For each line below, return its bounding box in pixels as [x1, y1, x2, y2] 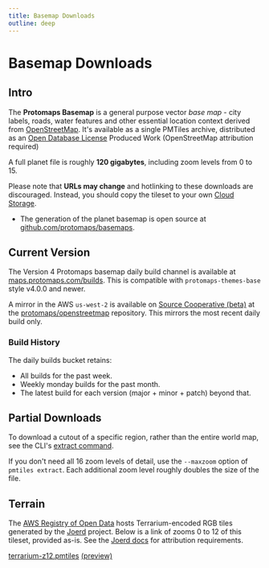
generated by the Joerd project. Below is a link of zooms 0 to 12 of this [8, 527, 243, 537]
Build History [8, 337, 60, 348]
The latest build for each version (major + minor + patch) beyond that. [19, 388, 251, 397]
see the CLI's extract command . [8, 441, 114, 451]
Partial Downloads [8, 411, 102, 425]
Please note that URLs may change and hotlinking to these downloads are [8, 181, 254, 191]
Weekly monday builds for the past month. [19, 379, 161, 389]
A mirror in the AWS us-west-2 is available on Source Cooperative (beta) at [8, 299, 255, 310]
